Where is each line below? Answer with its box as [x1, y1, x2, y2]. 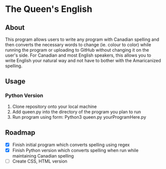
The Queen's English [5, 3, 93, 15]
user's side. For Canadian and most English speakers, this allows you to [5, 52, 152, 58]
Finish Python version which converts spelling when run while [12, 147, 139, 153]
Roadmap [5, 128, 36, 137]
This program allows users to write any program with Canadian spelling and [5, 36, 160, 42]
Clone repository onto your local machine [12, 103, 97, 109]
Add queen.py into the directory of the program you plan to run [12, 108, 141, 115]
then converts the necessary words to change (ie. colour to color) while [5, 42, 151, 48]
